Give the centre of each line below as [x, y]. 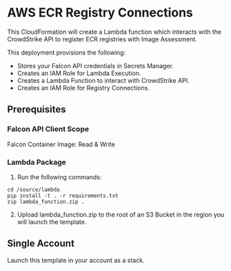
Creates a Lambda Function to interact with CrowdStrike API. [103, 80]
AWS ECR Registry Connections [100, 13]
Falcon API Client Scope [48, 129]
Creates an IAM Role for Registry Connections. [83, 88]
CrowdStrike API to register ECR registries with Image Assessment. [102, 39]
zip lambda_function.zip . [46, 201]
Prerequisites [37, 109]
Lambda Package [37, 162]
